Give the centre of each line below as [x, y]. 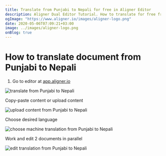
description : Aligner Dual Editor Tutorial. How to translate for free [80, 14]
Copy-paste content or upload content [44, 100]
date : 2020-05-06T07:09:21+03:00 [40, 23]
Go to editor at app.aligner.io [41, 81]
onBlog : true [19, 33]
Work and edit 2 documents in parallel [44, 138]
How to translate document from [73, 57]
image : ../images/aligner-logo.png [42, 28]
